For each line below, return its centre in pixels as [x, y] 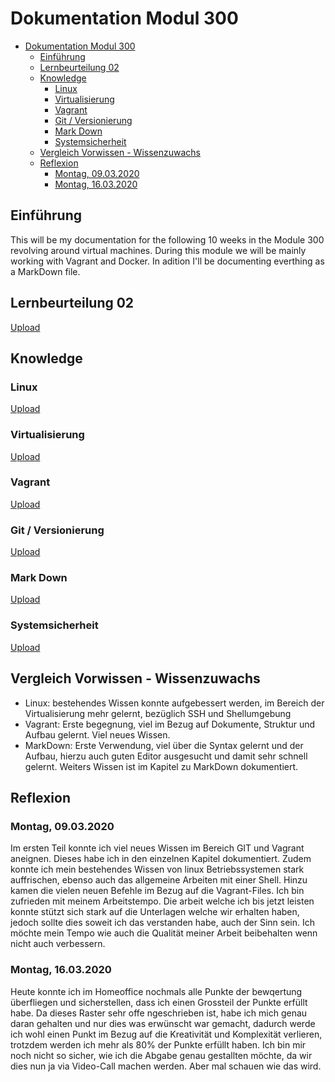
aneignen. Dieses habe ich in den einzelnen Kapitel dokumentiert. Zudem [161, 859]
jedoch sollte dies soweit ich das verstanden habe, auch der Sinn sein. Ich [163, 923]
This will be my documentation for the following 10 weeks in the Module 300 [167, 239]
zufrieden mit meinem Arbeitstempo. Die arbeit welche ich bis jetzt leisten [162, 901]
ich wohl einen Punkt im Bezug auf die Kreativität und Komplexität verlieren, [166, 1034]
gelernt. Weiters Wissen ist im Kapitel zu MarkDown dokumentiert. [161, 766]
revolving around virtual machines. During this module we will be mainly [158, 250]
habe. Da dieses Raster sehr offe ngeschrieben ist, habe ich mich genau [159, 1013]
